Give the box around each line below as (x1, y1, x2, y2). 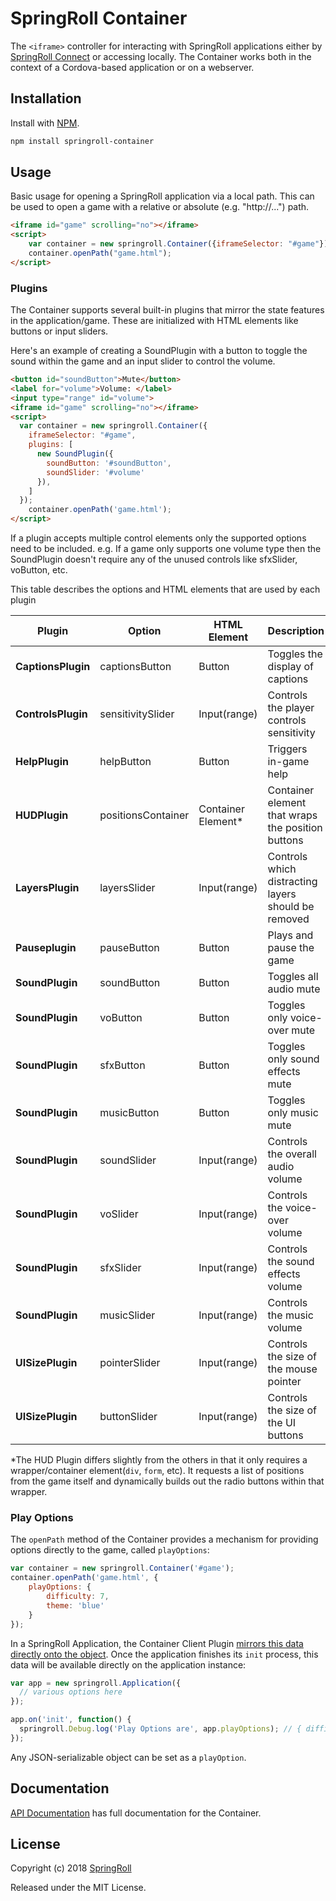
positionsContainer (99, 808, 190, 822)
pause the (267, 941, 315, 955)
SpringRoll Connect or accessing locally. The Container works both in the (10, 50, 312, 62)
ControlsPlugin (15, 707, 88, 721)
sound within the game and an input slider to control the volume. (10, 355, 276, 367)
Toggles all (267, 970, 319, 984)
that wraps (267, 808, 318, 822)
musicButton (99, 1106, 160, 1120)
